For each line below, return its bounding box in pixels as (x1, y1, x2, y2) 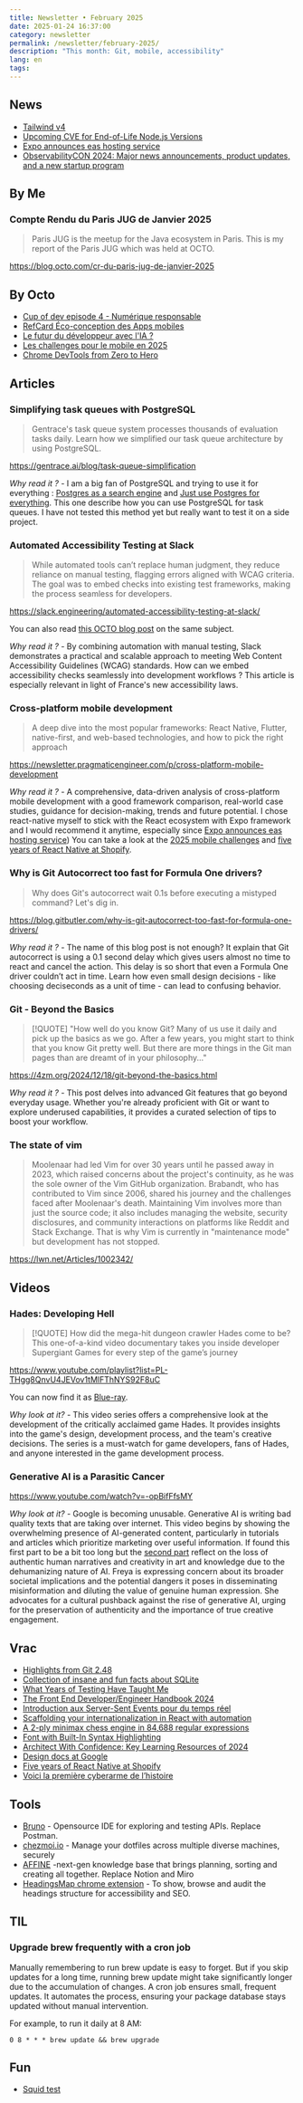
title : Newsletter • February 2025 (9, 13, 144, 23)
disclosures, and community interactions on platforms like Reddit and (31, 1217, 289, 1228)
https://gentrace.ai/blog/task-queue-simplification (9, 460, 196, 471)
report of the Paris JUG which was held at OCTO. (31, 244, 215, 254)
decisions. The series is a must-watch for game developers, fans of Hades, (9, 1439, 289, 1449)
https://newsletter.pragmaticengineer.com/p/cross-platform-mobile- (9, 760, 264, 770)
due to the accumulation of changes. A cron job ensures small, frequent (9, 1981, 277, 1992)
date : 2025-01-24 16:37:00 (9, 22, 111, 31)
